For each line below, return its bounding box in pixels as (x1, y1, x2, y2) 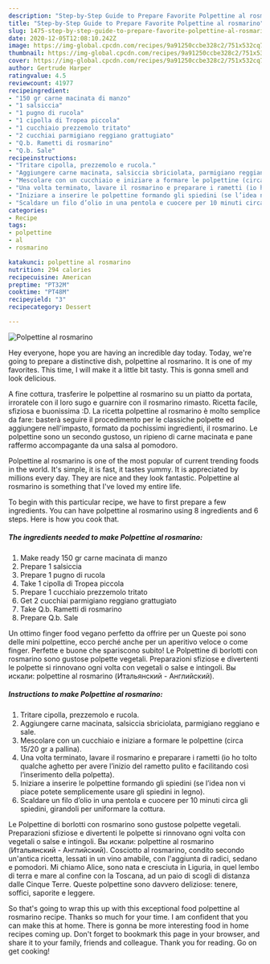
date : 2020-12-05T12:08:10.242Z (8, 34, 117, 43)
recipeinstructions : (8, 154, 78, 162)
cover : (8, 57, 31, 65)
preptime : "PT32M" (8, 281, 70, 289)
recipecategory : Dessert (8, 303, 92, 311)
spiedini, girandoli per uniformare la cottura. (19, 804, 166, 814)
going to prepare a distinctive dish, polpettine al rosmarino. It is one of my (8, 356, 253, 366)
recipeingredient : (8, 86, 70, 95)
